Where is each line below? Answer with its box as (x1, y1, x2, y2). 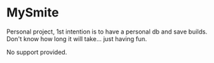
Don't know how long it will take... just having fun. (6, 34, 147, 42)
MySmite (6, 5, 59, 21)
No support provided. (6, 48, 67, 56)
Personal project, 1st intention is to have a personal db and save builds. (6, 27, 208, 36)
